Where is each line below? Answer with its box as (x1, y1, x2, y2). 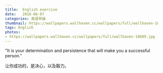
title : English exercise (5, 7, 57, 12)
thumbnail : (5, 20, 27, 26)
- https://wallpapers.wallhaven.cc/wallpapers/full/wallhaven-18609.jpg (5, 35, 155, 39)
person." (5, 53, 22, 58)
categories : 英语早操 (5, 16, 46, 21)
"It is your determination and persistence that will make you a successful (5, 47, 150, 54)
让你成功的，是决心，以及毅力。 (5, 63, 69, 69)
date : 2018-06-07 (5, 12, 45, 17)
